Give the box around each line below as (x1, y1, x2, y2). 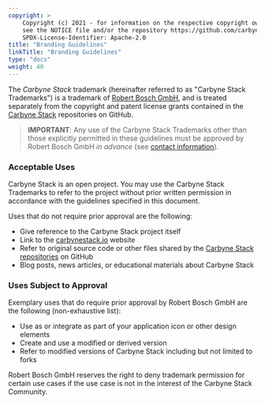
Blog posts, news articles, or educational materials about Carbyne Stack (19, 260, 255, 270)
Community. (8, 387, 48, 397)
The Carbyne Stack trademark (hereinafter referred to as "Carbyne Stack (8, 84, 246, 94)
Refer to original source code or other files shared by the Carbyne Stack (19, 244, 254, 253)
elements (19, 330, 50, 339)
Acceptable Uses (8, 161, 76, 172)
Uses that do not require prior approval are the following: (8, 211, 193, 221)
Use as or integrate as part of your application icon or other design (19, 321, 237, 331)
